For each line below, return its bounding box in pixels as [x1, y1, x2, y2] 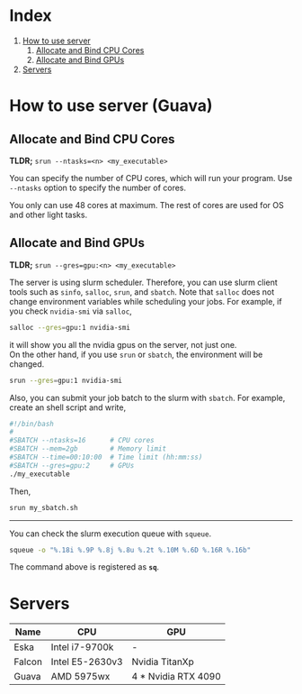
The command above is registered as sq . [9, 562, 160, 572]
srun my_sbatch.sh [9, 503, 78, 512]
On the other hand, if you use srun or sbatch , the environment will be [9, 349, 263, 360]
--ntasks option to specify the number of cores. [9, 182, 187, 193]
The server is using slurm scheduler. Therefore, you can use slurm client [9, 277, 279, 288]
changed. [9, 358, 45, 370]
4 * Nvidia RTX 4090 [131, 671, 222, 683]
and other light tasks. [9, 209, 88, 220]
